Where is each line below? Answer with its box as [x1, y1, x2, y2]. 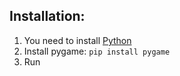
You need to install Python [23, 34, 132, 46]
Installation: [9, 8, 86, 25]
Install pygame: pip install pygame [23, 45, 171, 57]
